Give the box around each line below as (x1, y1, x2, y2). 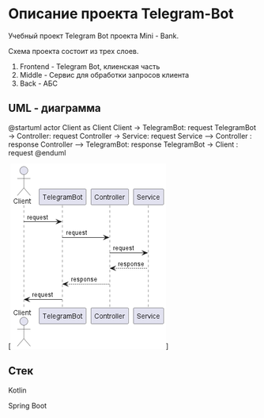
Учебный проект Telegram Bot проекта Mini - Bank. (8, 31, 179, 40)
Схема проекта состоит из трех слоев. (8, 46, 139, 56)
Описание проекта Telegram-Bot (8, 5, 235, 23)
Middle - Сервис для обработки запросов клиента (19, 70, 190, 79)
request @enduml (8, 148, 66, 157)
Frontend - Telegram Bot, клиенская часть (19, 61, 160, 71)
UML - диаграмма (8, 102, 101, 115)
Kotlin (8, 385, 27, 395)
